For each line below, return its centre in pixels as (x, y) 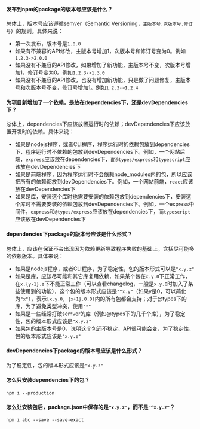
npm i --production (30, 393)
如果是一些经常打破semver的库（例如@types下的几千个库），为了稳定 (100, 314)
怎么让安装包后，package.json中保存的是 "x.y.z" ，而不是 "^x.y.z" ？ (90, 407)
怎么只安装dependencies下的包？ (48, 380)
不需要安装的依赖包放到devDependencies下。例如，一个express (110, 204)
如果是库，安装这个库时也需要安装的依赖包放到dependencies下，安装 (100, 197)
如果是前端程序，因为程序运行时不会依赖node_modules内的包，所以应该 (104, 174)
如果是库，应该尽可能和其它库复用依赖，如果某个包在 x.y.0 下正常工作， (103, 276)
